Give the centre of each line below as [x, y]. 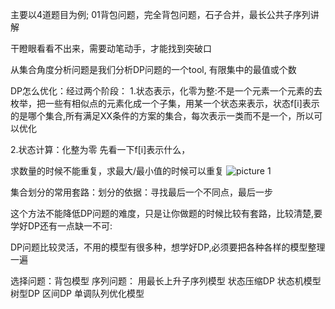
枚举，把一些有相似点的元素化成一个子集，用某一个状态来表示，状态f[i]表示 [165, 103]
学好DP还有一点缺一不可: [61, 226]
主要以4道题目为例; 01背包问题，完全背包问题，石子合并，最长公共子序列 [160, 14]
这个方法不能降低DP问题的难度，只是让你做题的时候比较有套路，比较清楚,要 [166, 213]
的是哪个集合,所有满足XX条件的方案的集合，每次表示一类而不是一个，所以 [162, 116]
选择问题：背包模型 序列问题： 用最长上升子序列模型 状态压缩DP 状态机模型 [166, 281]
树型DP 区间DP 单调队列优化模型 [77, 293]
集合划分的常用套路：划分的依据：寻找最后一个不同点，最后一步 [141, 192]
